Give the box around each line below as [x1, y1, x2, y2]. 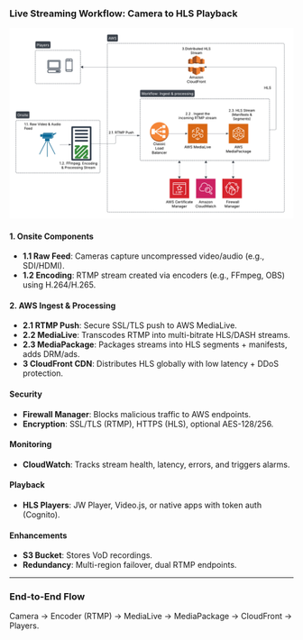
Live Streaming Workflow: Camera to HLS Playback [9, 7, 238, 20]
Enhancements [9, 530, 68, 541]
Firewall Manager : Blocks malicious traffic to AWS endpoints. [22, 408, 252, 419]
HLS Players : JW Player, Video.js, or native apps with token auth [22, 499, 262, 510]
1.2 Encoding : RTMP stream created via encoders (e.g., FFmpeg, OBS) [22, 270, 286, 281]
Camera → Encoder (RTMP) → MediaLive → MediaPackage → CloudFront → [9, 611, 293, 622]
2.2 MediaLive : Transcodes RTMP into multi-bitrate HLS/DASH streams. [22, 330, 290, 341]
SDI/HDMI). [22, 261, 65, 271]
